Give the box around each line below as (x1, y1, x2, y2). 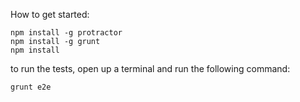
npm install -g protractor (10, 28, 123, 38)
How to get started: (10, 9, 90, 20)
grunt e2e (10, 82, 52, 92)
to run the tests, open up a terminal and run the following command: (10, 63, 291, 74)
